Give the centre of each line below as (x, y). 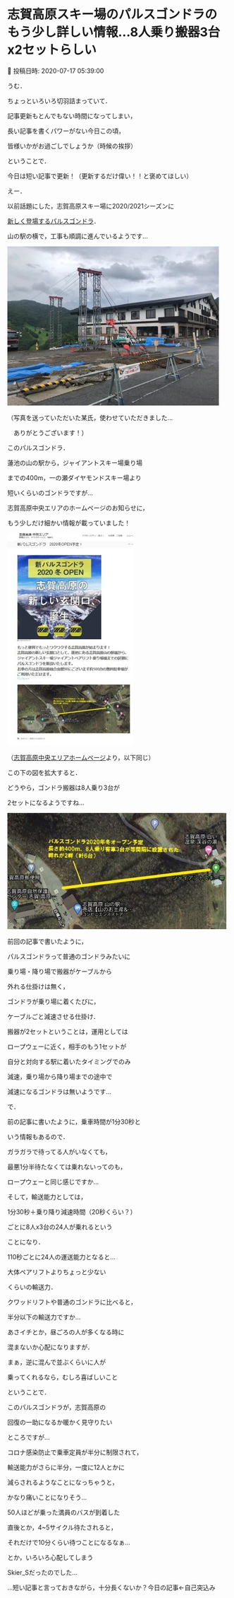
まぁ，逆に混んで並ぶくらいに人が (57, 1362)
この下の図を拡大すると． (44, 772)
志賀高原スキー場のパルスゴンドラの (112, 14)
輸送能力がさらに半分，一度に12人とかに (66, 1467)
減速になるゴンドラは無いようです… (59, 1091)
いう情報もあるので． (38, 1136)
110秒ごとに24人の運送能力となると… (62, 1256)
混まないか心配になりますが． (50, 1347)
